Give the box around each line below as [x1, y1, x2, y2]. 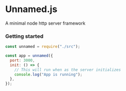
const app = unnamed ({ [5, 53, 53, 58]
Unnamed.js [5, 4, 58, 15]
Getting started [5, 33, 44, 40]
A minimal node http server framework [5, 20, 86, 26]
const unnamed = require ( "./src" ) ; [5, 44, 80, 49]
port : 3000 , [10, 58, 35, 63]
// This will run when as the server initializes [14, 67, 121, 72]
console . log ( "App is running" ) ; [14, 72, 82, 77]
